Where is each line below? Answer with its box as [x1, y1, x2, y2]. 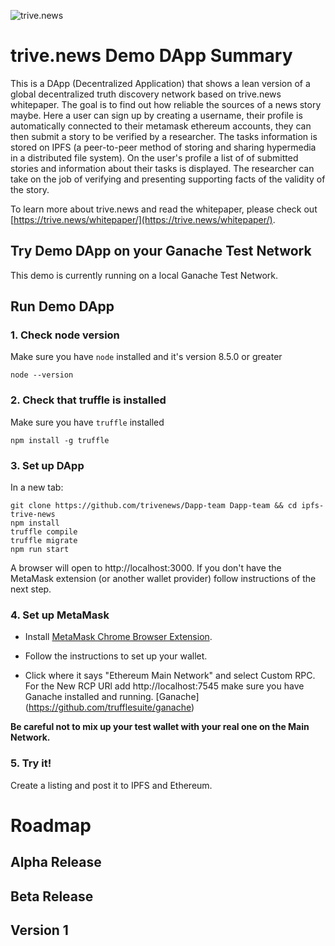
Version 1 [10, 921, 69, 939]
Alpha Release [10, 854, 102, 871]
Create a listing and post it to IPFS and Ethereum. [10, 779, 213, 791]
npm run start [10, 545, 70, 555]
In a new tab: [10, 481, 64, 494]
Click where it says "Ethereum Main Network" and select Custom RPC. [24, 670, 316, 682]
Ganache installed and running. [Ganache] [24, 691, 200, 703]
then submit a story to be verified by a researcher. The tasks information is [10, 130, 318, 142]
